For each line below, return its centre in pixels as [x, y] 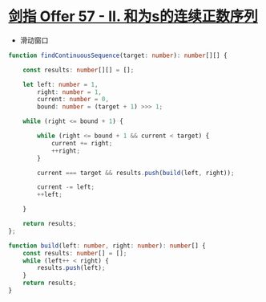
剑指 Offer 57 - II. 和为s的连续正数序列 [133, 16]
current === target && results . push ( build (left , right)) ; [136, 173]
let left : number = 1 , [60, 84]
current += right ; [82, 143]
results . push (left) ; [71, 268]
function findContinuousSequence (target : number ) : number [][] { [118, 55]
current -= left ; [66, 187]
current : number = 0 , [73, 100]
